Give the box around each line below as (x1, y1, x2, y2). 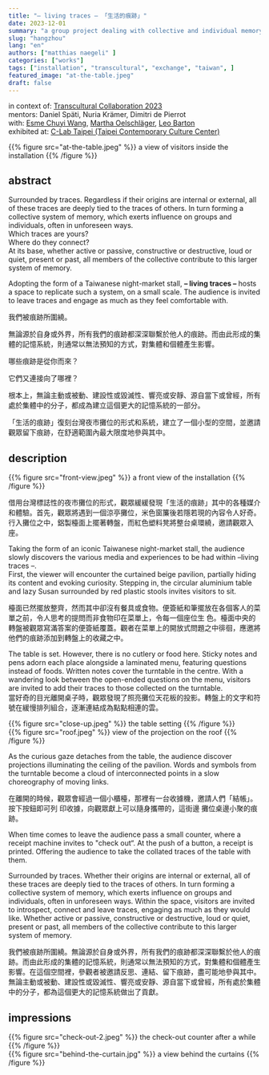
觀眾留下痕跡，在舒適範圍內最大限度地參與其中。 (8, 428, 170, 437)
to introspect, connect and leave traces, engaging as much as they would (8, 905, 251, 915)
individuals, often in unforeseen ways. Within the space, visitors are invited (8, 896, 255, 907)
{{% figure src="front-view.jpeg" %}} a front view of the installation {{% (8, 473, 246, 482)
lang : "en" (8, 42, 45, 50)
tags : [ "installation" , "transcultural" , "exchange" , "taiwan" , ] (8, 64, 235, 72)
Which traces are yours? (8, 229, 89, 239)
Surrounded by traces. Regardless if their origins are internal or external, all (8, 195, 257, 205)
